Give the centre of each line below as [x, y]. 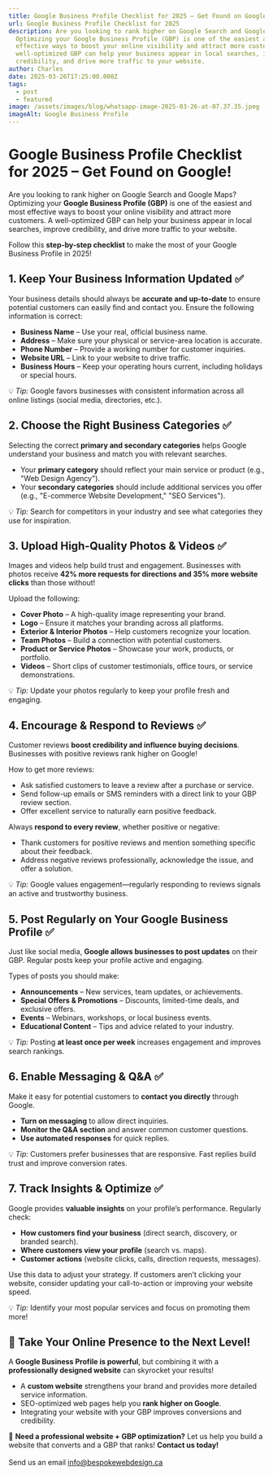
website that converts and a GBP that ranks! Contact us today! [114, 1445]
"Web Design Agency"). [60, 478]
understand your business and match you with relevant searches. [118, 453]
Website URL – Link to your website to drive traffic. [105, 357]
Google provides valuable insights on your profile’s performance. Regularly [135, 1208]
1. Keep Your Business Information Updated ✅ [126, 279]
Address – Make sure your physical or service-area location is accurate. [141, 340]
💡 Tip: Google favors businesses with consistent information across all [126, 391]
